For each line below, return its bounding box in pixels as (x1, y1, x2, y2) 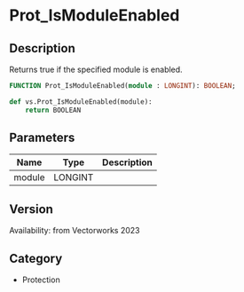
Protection (21, 274, 60, 285)
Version (9, 201, 53, 217)
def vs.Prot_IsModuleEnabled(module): (9, 97, 153, 107)
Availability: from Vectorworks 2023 (9, 225, 140, 236)
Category (9, 250, 63, 266)
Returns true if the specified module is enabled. (9, 64, 184, 75)
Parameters (9, 130, 75, 146)
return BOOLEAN (25, 106, 82, 114)
